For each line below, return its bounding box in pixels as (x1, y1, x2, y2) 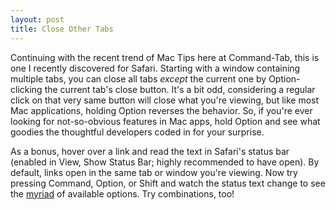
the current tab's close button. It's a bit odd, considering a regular (44, 83, 316, 95)
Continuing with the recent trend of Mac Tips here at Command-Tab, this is (10, 51, 320, 63)
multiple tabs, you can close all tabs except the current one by (10, 72, 267, 85)
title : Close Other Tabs (10, 24, 114, 34)
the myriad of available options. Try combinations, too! (10, 187, 235, 200)
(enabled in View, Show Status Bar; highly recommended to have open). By (10, 156, 320, 168)
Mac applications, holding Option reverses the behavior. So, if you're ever (10, 104, 313, 116)
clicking (10, 83, 43, 95)
